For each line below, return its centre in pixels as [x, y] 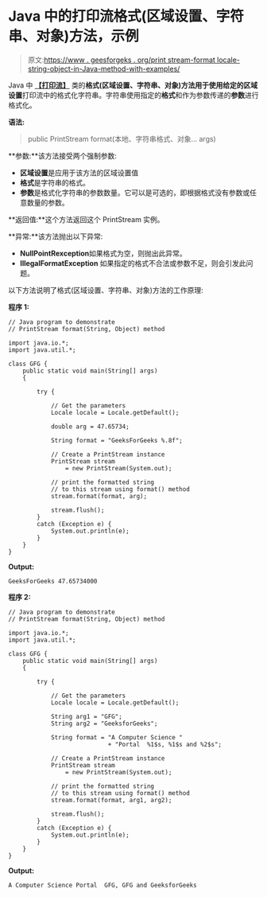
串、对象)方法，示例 [74, 36]
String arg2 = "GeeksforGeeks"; [104, 723]
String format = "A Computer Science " [116, 737]
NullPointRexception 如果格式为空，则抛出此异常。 [103, 253]
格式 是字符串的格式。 [54, 182]
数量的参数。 [48, 202]
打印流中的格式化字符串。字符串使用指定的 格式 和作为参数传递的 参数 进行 [141, 95]
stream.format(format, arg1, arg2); [111, 800]
